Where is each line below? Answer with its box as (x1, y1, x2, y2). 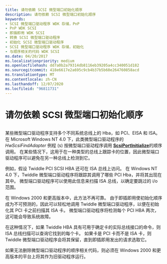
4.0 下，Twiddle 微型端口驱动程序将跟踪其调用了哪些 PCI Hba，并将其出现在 (5, 172, 162, 178)
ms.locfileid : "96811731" (5, 86, 59, 91)
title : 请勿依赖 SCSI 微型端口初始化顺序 (5, 7, 83, 12)
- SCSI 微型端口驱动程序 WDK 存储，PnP (5, 21, 80, 26)
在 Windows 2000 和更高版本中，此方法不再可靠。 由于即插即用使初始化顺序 (5, 195, 163, 201)
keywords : (5, 16, 26, 21)
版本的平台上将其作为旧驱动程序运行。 (9, 254, 88, 260)
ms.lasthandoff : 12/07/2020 (5, 81, 64, 86)
